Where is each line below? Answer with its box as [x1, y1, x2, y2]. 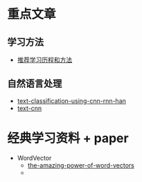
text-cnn [17, 104, 42, 112]
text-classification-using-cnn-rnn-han [17, 96, 127, 104]
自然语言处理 [7, 78, 62, 90]
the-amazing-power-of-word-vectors [27, 161, 135, 170]
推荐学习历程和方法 [17, 56, 73, 64]
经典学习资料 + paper [7, 131, 130, 146]
